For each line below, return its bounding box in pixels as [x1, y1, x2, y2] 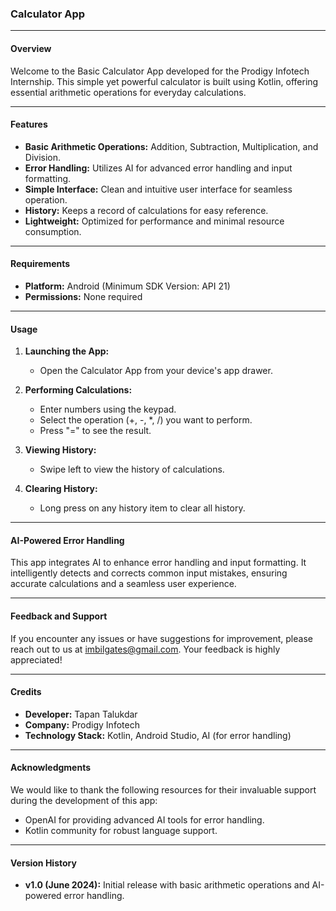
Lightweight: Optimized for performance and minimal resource [24, 215, 285, 227]
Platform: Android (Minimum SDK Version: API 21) [24, 280, 231, 292]
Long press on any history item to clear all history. [39, 502, 246, 514]
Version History [10, 857, 77, 869]
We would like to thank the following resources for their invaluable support [10, 783, 317, 796]
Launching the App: [24, 345, 110, 357]
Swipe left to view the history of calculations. [39, 463, 225, 476]
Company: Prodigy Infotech [24, 718, 140, 731]
